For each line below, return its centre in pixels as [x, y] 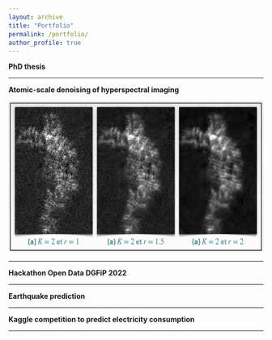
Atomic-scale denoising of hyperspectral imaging [94, 90]
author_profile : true [45, 43]
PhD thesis [27, 67]
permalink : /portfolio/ [49, 34]
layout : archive [36, 17]
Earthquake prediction [47, 296]
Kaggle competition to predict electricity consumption [102, 320]
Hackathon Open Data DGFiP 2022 [68, 273]
